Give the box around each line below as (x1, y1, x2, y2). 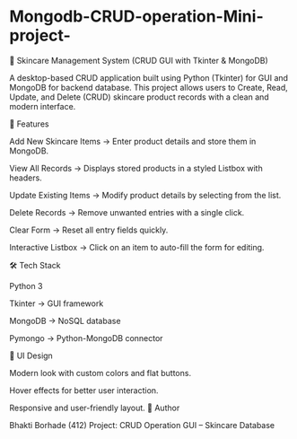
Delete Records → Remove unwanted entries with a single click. (9, 206, 245, 217)
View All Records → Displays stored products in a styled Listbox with (9, 162, 263, 173)
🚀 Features (9, 119, 49, 129)
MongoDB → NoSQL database (9, 315, 121, 326)
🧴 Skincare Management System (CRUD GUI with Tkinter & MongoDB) (9, 55, 269, 66)
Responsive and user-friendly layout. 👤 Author (9, 402, 180, 413)
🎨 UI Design (9, 350, 54, 361)
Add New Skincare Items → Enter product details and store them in (9, 136, 257, 146)
